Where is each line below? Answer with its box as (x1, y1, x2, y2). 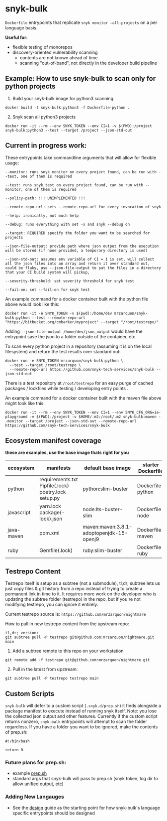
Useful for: (5, 34, 28, 40)
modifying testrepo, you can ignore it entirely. (5, 601, 98, 608)
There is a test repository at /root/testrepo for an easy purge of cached (5, 380, 154, 386)
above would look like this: (5, 301, 60, 307)
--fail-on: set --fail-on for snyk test (5, 287, 90, 292)
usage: (5, 160, 19, 166)
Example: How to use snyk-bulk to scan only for (5, 74, 156, 83)
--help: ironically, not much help (5, 213, 79, 218)
